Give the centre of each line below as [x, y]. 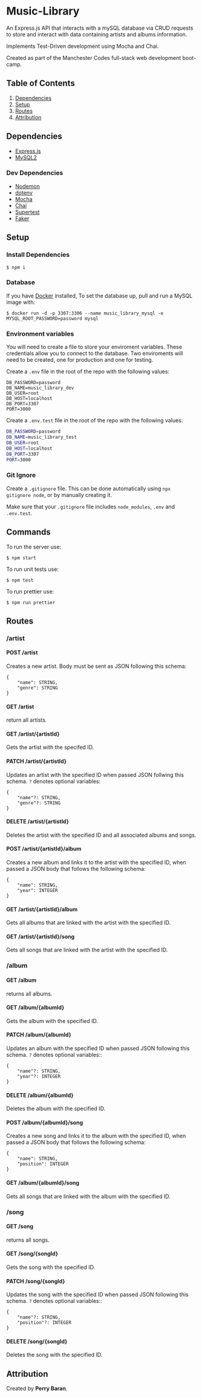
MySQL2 [26, 157]
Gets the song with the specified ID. [51, 1267]
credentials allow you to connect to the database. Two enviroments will [95, 353]
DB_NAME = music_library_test [42, 438]
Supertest [27, 212]
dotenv [24, 193]
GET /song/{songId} [32, 1254]
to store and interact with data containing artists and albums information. [97, 34]
